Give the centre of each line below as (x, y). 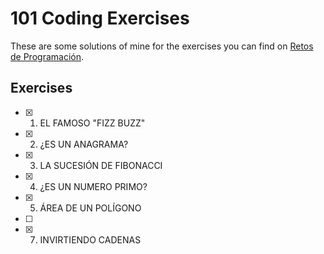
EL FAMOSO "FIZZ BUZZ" (92, 123)
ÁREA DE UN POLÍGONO (90, 208)
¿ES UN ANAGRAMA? (84, 144)
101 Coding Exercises (100, 18)
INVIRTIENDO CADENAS (90, 239)
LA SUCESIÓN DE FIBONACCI (101, 165)
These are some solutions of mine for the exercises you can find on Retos (162, 46)
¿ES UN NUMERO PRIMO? (93, 186)
